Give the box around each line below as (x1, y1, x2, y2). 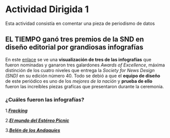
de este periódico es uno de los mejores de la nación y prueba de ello (5, 78, 153, 84)
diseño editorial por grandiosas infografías (5, 43, 144, 52)
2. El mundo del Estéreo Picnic (5, 118, 70, 124)
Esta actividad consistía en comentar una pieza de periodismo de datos (5, 20, 155, 26)
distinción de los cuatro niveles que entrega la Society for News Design (5, 67, 155, 73)
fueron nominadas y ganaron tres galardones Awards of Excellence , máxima (5, 62, 165, 68)
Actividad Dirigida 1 (5, 4, 89, 15)
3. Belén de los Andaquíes (5, 127, 61, 133)
